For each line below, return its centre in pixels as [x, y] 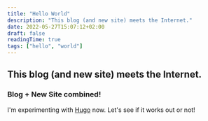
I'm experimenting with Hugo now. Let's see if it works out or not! [102, 110]
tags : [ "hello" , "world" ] [45, 46]
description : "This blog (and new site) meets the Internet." [100, 20]
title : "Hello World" [39, 14]
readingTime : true [34, 40]
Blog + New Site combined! [54, 94]
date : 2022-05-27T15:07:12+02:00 [56, 27]
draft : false [26, 33]
